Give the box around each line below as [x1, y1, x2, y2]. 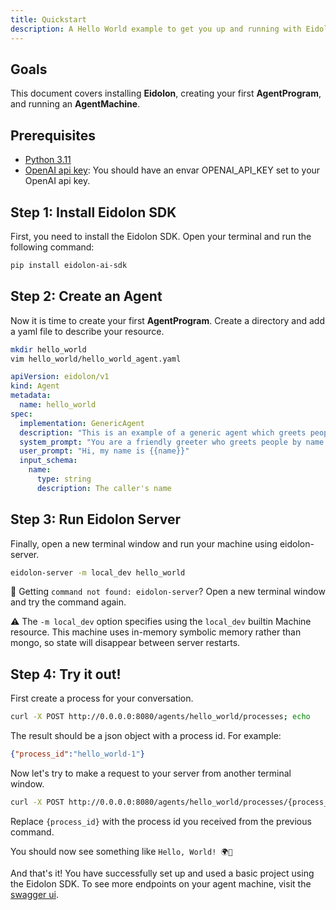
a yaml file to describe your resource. [10, 325, 165, 337]
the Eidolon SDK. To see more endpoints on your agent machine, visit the [10, 877, 312, 890]
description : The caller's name [36, 483, 172, 493]
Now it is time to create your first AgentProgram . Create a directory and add [10, 314, 325, 326]
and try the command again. [10, 596, 127, 608]
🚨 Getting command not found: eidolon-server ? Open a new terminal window [10, 586, 326, 598]
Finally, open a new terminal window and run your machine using [10, 537, 278, 550]
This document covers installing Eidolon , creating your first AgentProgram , [10, 87, 322, 100]
